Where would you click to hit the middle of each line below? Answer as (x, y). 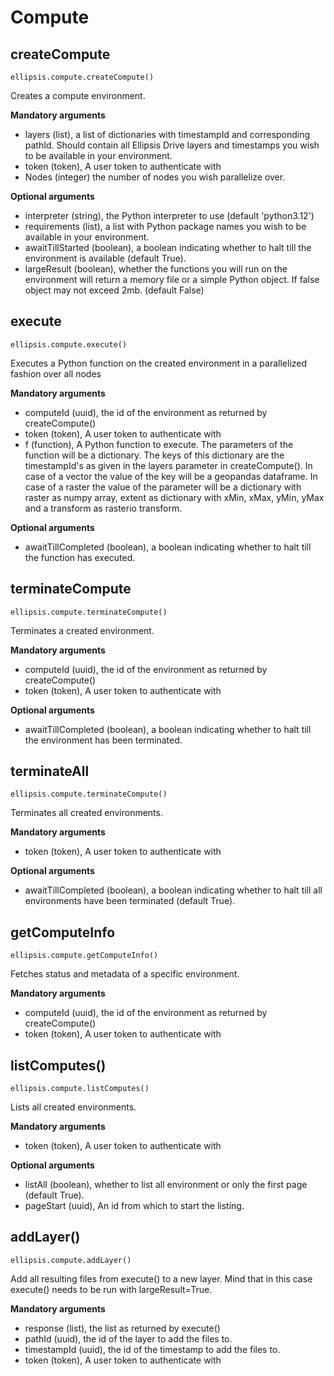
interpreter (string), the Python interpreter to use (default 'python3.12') (169, 215)
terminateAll (50, 771)
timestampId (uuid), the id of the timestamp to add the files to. (152, 1349)
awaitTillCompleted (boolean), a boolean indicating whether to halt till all (173, 890)
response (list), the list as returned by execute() (122, 1328)
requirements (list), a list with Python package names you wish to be (165, 226)
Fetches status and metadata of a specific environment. (125, 974)
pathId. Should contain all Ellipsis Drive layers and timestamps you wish (172, 145)
